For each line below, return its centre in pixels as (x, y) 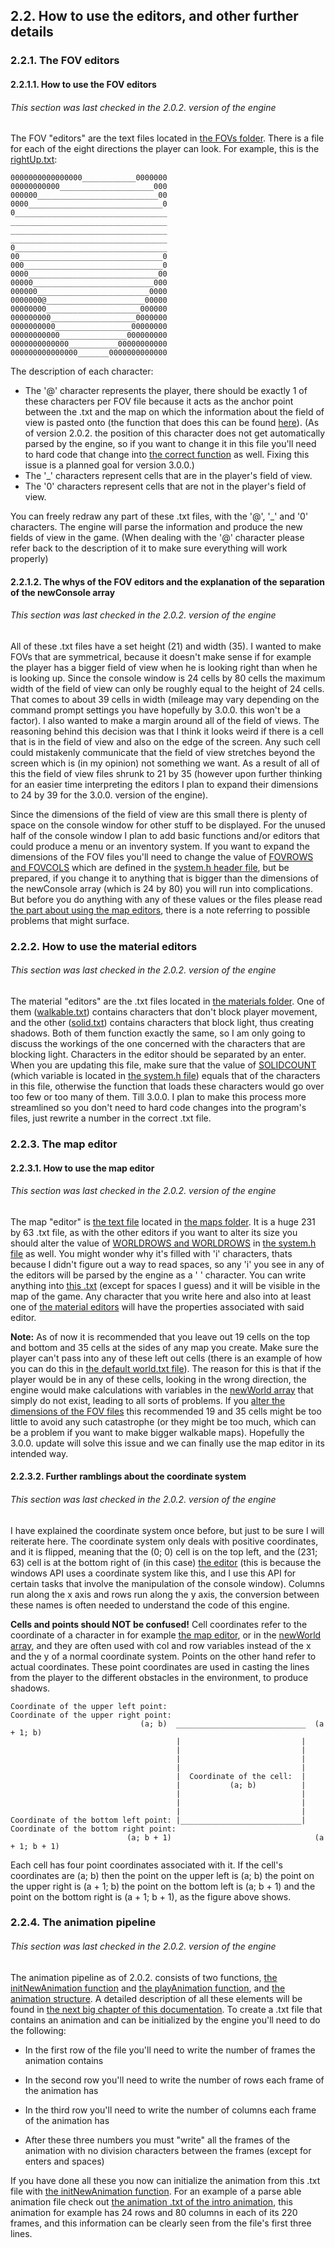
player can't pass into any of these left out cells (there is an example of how (166, 1358)
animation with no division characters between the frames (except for (168, 2150)
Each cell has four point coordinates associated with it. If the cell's (146, 1865)
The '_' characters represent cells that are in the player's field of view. (168, 476)
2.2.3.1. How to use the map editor (82, 1168)
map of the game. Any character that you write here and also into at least (161, 1296)
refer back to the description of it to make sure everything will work (149, 548)
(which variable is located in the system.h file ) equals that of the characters (165, 1076)
